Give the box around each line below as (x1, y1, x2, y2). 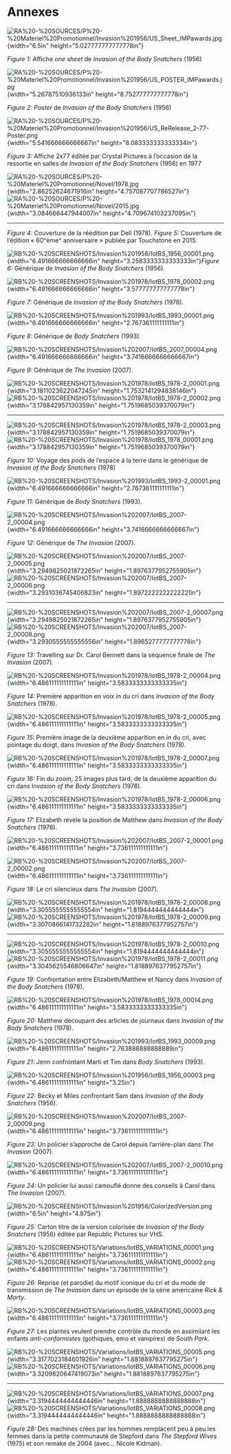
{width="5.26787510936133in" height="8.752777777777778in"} (7, 90, 189, 98)
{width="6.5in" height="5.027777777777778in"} (7, 41, 144, 49)
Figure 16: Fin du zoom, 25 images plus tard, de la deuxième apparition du (7, 774, 217, 782)
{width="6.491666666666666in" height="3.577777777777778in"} (7, 285, 195, 293)
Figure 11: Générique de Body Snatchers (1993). (7, 497, 142, 505)
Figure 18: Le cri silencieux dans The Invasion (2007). (7, 885, 159, 893)
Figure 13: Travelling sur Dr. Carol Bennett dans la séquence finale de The (7, 650, 215, 659)
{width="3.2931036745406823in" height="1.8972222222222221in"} (7, 588, 201, 597)
